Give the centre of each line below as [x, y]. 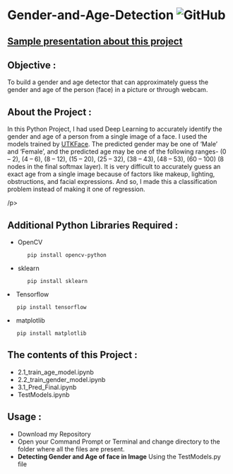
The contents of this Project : [72, 355]
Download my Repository [54, 434]
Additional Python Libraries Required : [93, 225]
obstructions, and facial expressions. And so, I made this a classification [112, 182]
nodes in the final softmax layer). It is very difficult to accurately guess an [114, 167]
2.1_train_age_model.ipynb [55, 372]
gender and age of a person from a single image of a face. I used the [107, 137]
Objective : [32, 65]
